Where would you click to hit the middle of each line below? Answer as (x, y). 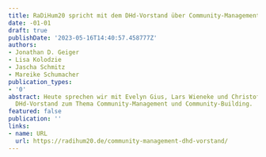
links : (19, 126)
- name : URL (28, 133)
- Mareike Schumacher (44, 75)
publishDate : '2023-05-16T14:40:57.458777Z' (83, 38)
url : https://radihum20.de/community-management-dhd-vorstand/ (122, 141)
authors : (23, 45)
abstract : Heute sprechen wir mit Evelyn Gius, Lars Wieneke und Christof (134, 97)
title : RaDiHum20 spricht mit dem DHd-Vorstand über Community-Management (134, 15)
